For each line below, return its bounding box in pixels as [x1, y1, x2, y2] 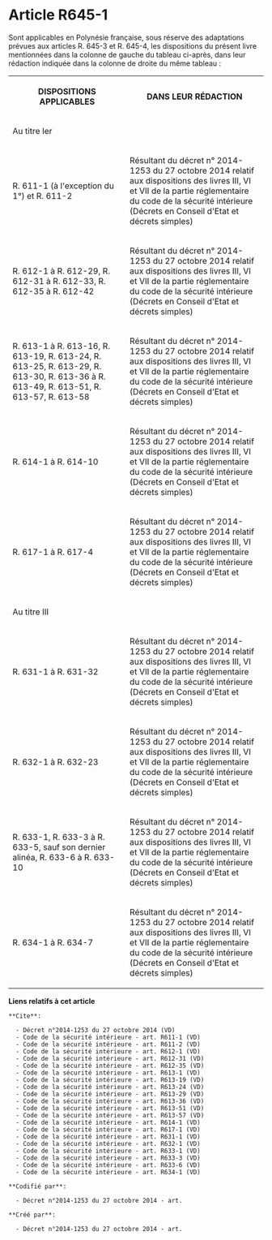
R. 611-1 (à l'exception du [12, 180, 115, 192]
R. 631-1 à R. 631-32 [12, 665, 99, 677]
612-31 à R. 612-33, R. [12, 275, 107, 286]
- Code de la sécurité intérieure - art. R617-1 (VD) [15, 1126, 201, 1134]
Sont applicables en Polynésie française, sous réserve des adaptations [8, 32, 244, 42]
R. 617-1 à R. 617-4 [12, 546, 94, 558]
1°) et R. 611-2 [12, 190, 73, 201]
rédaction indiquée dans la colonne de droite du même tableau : [8, 58, 222, 68]
